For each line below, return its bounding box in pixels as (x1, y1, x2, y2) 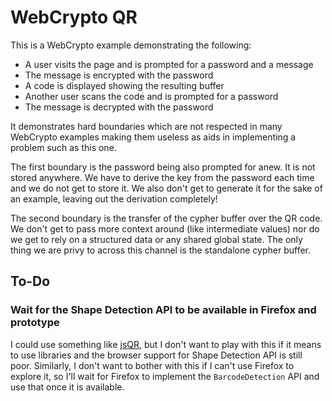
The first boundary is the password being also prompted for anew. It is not (10, 161, 316, 173)
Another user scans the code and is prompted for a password (24, 90, 279, 102)
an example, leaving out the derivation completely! (10, 192, 218, 205)
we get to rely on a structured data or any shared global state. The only (10, 233, 303, 245)
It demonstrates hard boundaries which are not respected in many (10, 120, 283, 132)
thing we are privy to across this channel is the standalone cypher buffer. (10, 244, 312, 256)
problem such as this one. (10, 141, 117, 153)
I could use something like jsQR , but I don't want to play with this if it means (10, 338, 322, 350)
